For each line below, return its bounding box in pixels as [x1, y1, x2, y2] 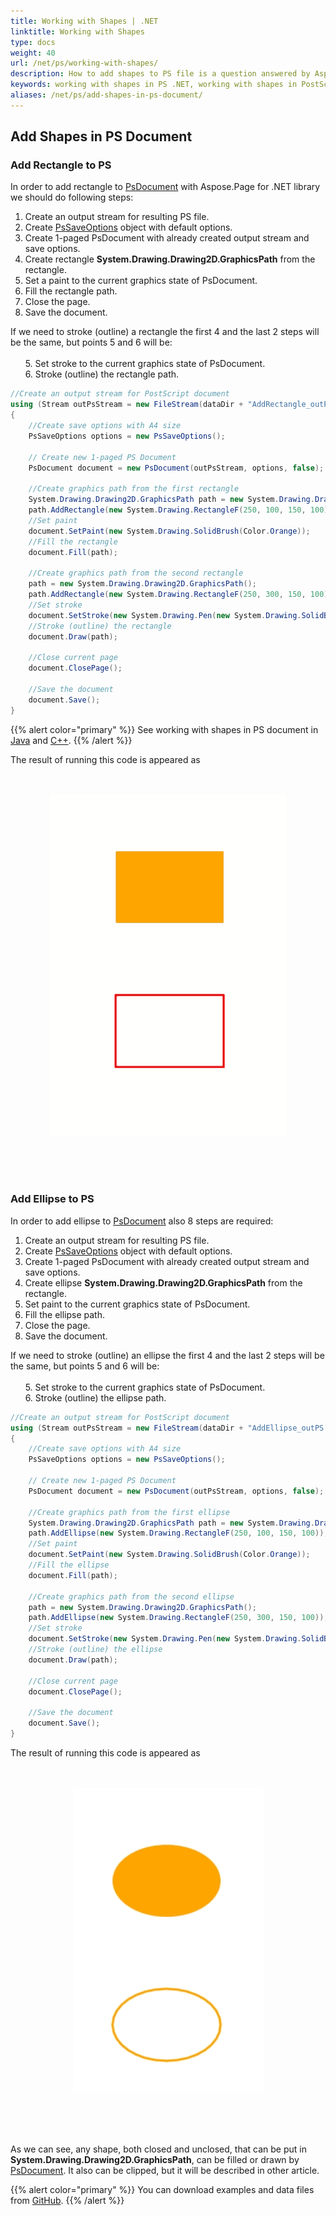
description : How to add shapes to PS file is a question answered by [10, 69, 311, 79]
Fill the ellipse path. [24, 1308, 105, 1320]
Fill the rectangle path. [24, 285, 118, 297]
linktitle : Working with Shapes [10, 26, 145, 37]
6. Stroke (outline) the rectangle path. [24, 368, 180, 380]
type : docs [10, 37, 56, 47]
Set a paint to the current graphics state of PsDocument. [24, 275, 258, 287]
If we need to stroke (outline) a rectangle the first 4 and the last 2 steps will [10, 326, 320, 338]
